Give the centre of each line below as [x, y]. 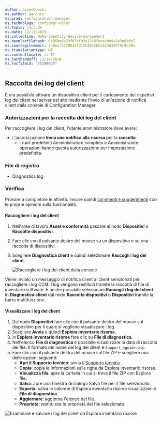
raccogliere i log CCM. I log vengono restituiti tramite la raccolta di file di [77, 284]
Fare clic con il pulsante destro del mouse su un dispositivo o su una [80, 241]
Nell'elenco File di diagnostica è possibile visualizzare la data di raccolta [85, 343]
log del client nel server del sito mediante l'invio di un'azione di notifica [76, 100]
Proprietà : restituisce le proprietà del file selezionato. [72, 404]
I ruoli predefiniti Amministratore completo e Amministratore [79, 143]
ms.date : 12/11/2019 [26, 32]
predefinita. [31, 153]
